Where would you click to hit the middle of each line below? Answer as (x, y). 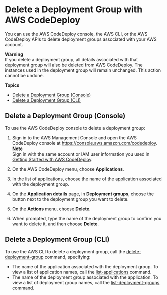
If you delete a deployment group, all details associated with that (72, 59)
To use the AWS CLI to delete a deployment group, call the (65, 251)
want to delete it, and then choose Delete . (55, 224)
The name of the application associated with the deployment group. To (85, 266)
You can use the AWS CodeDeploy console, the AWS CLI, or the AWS (76, 34)
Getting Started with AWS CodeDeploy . (53, 159)
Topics (12, 85)
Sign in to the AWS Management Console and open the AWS (75, 138)
